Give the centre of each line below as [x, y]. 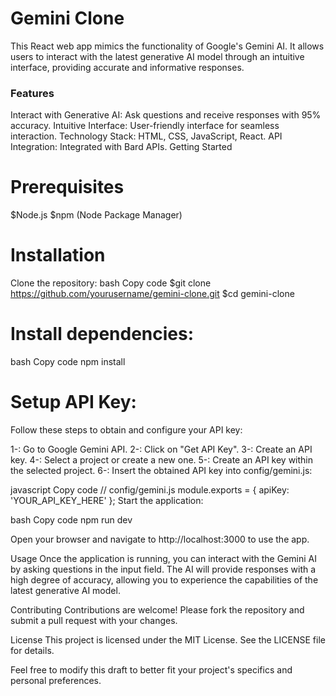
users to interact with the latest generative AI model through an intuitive [157, 56]
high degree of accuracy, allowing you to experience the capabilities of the [164, 579]
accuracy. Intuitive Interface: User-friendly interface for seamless [145, 126]
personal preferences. [56, 680]
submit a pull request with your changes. [94, 620]
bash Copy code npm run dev [71, 519]
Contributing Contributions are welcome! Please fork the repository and [157, 609]
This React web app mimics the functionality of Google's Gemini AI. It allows [167, 46]
